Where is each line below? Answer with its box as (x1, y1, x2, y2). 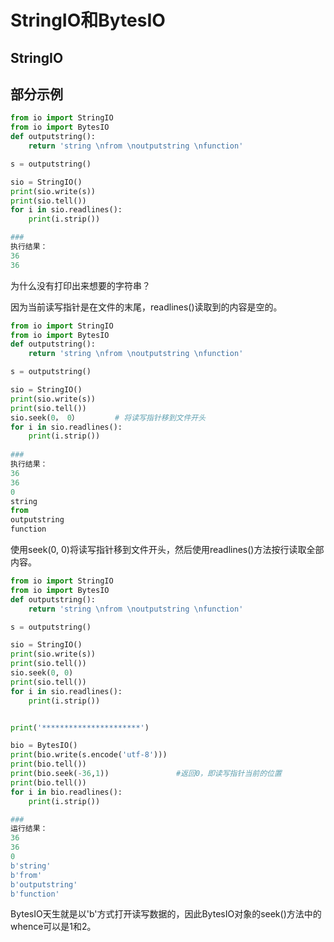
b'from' (10, 870, 43, 880)
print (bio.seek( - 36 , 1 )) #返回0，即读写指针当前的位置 (10, 769, 282, 779)
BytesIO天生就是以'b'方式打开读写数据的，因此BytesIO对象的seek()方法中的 (10, 908, 322, 920)
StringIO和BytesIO (10, 9, 166, 32)
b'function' (10, 889, 60, 899)
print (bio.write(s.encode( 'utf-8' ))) (10, 750, 168, 760)
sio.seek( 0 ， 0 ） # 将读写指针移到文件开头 (10, 412, 207, 423)
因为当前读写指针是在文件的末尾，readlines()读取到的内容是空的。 (10, 301, 283, 313)
